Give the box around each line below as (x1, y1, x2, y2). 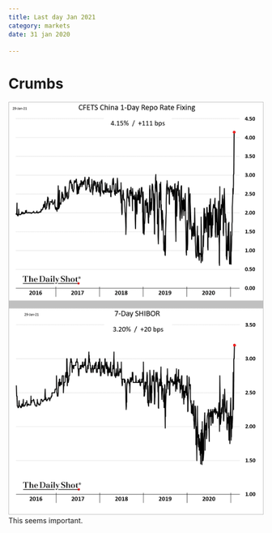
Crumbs (8, 75, 64, 93)
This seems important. (8, 516, 83, 526)
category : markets (8, 21, 70, 30)
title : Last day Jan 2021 (8, 13, 96, 21)
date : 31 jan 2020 (8, 30, 70, 38)
